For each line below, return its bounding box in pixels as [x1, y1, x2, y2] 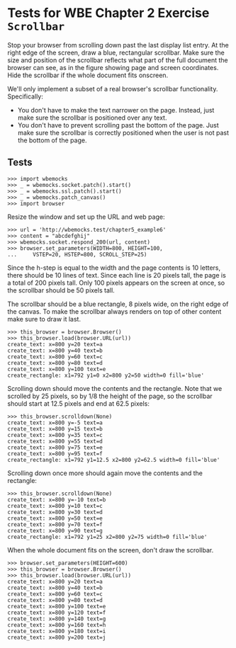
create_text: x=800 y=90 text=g [7, 527, 103, 534]
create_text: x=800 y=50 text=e [7, 515, 103, 522]
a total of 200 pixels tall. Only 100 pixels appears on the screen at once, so [7, 278, 225, 287]
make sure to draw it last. [7, 314, 82, 323]
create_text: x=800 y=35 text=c [7, 431, 103, 438]
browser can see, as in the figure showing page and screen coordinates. [7, 63, 219, 72]
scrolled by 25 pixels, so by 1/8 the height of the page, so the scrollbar [7, 392, 213, 400]
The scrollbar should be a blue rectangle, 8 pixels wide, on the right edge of [7, 300, 229, 308]
